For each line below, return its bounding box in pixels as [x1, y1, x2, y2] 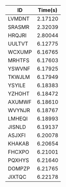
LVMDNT [8, 15, 30, 22]
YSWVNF [8, 65, 31, 72]
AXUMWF [8, 98, 32, 106]
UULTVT [8, 40, 29, 47]
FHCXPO [8, 149, 30, 155]
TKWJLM [8, 74, 30, 80]
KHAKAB [8, 140, 29, 147]
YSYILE [8, 82, 26, 89]
